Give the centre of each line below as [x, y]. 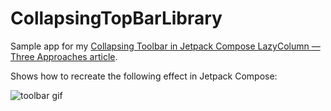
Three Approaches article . [64, 56]
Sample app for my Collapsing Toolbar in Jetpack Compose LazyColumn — [165, 46]
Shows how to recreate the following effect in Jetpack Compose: [144, 76]
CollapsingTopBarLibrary [116, 18]
